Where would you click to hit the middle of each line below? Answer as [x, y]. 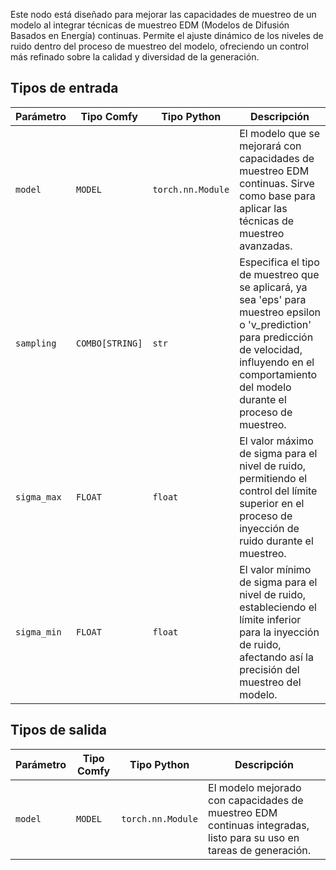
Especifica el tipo [279, 262]
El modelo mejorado [255, 787]
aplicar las [263, 208]
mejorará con [270, 146]
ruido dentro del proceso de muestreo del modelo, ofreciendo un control [159, 46]
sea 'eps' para [273, 299]
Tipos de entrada [64, 88]
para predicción [276, 337]
